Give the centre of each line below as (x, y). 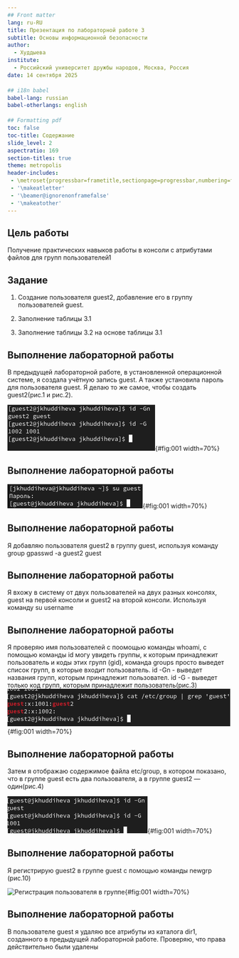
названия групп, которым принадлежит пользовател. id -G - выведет (113, 678)
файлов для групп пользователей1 (59, 258)
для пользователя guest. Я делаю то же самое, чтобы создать (102, 387)
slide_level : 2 (30, 143)
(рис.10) (19, 878)
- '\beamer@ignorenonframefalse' (60, 195)
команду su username (41, 608)
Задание (28, 280)
